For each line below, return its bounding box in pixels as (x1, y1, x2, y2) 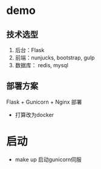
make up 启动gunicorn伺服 (15, 156, 82, 163)
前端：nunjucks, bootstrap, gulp (15, 54, 95, 61)
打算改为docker (15, 111, 54, 118)
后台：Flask (15, 47, 45, 53)
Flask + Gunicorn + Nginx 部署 (6, 98, 82, 105)
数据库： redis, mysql (15, 62, 68, 68)
